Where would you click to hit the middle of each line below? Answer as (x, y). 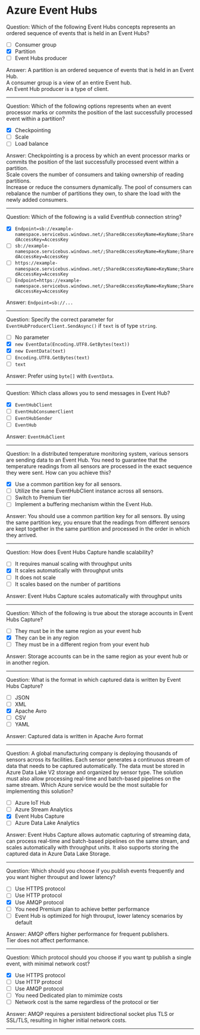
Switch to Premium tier (43, 498)
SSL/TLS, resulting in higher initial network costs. (66, 1020)
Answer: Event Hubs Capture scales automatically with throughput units (94, 596)
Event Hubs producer (41, 58)
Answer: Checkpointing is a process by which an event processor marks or (98, 156)
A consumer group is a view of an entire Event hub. (69, 83)
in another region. (28, 662)
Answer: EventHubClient (36, 437)
